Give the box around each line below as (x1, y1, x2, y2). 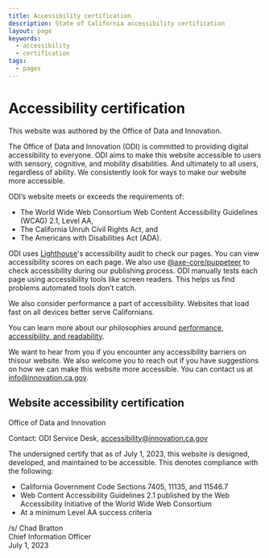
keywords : (8, 34, 42, 43)
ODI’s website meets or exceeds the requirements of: (8, 191, 184, 201)
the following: (8, 466, 54, 476)
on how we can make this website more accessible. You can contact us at (8, 364, 254, 374)
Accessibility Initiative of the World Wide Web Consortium (19, 498, 212, 509)
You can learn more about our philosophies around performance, (8, 322, 224, 332)
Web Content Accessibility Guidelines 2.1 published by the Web (19, 490, 230, 500)
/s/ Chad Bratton (8, 522, 64, 533)
